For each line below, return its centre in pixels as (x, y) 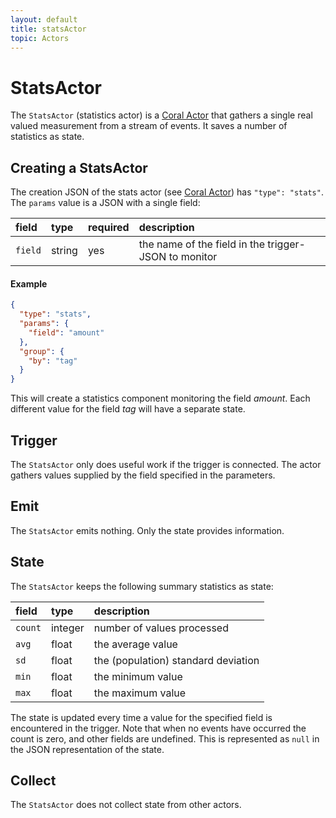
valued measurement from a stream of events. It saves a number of (149, 126)
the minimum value (138, 676)
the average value (135, 644)
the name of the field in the (201, 244)
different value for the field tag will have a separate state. (128, 409)
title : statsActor (48, 29)
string (64, 251)
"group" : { (42, 351)
